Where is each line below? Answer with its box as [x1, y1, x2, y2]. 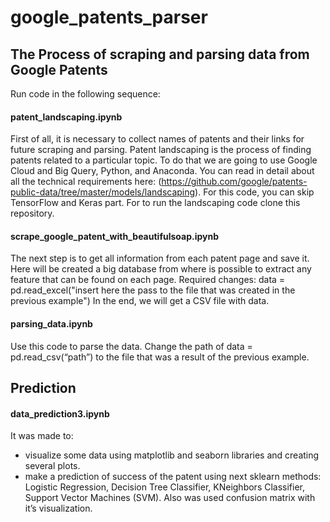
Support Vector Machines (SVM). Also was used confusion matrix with [24, 492, 316, 504]
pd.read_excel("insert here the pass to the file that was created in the [10, 284, 296, 296]
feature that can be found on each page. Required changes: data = [10, 274, 286, 286]
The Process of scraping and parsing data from [10, 46, 310, 63]
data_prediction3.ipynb [10, 407, 110, 420]
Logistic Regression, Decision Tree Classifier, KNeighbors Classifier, [24, 481, 306, 493]
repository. [10, 207, 55, 220]
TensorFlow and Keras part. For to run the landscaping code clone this [10, 197, 301, 209]
